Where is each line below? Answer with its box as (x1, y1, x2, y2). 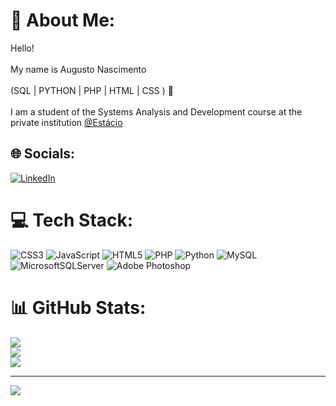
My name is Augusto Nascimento (10, 63, 147, 75)
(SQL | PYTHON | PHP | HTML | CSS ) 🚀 (10, 84, 174, 96)
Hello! (10, 42, 35, 54)
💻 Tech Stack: (10, 209, 134, 231)
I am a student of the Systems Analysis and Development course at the (10, 105, 303, 118)
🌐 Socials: (10, 145, 76, 163)
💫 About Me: (10, 9, 116, 32)
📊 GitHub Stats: (10, 296, 147, 319)
